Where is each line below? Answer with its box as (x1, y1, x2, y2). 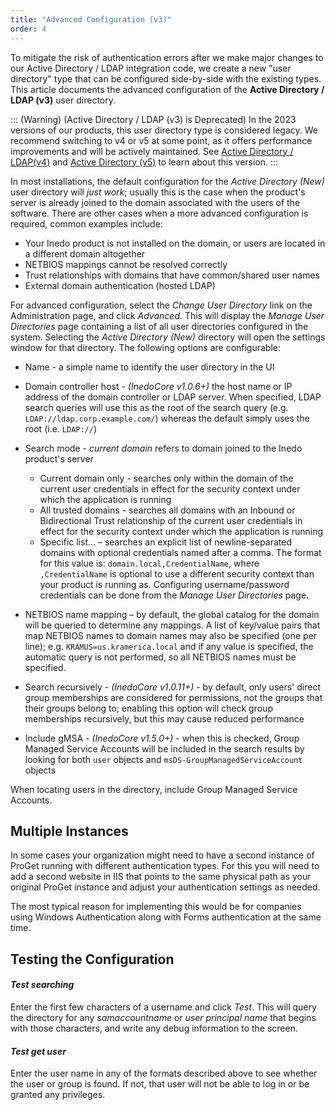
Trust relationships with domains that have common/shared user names (24, 269, 320, 281)
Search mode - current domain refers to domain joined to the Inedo (24, 442, 303, 454)
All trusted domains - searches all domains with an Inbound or (39, 504, 296, 516)
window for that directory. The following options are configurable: (10, 341, 282, 353)
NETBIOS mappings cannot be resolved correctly (24, 258, 228, 270)
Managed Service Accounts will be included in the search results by (24, 742, 305, 755)
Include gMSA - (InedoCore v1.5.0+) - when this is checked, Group (24, 732, 300, 744)
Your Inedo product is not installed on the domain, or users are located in (24, 237, 326, 249)
